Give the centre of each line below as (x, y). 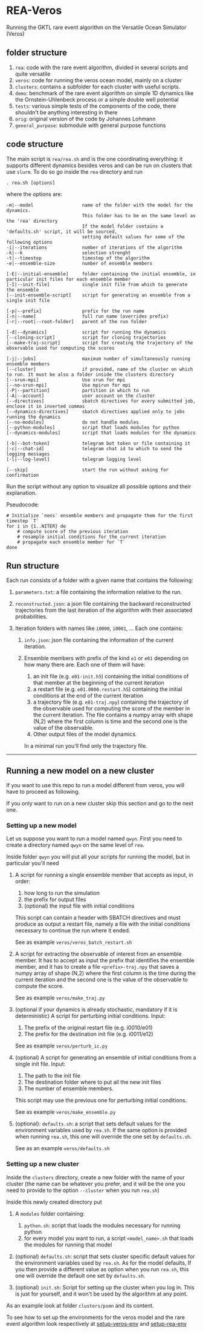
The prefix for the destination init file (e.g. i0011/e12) (89, 1034)
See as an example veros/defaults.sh (62, 1148)
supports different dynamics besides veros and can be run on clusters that (99, 165)
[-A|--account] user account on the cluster (81, 396)
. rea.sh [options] (31, 183)
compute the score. (39, 986)
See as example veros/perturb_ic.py (61, 1046)
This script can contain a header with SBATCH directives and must (98, 918)
